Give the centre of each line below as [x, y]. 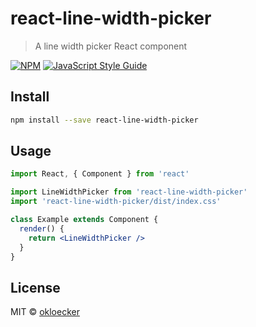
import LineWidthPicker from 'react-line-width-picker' [129, 192]
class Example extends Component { [84, 220]
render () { [42, 228]
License [35, 287]
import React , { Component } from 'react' [100, 174]
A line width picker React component [111, 46]
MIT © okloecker [45, 312]
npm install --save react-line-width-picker [104, 120]
